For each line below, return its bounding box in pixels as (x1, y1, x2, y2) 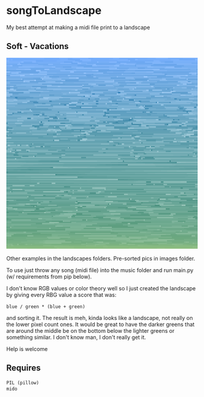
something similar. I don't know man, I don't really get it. (6, 333, 146, 341)
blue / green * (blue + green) (6, 304, 86, 310)
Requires (6, 363, 41, 373)
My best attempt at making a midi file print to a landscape (6, 24, 151, 31)
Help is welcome (6, 345, 48, 352)
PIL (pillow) (6, 379, 39, 385)
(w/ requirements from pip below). (6, 273, 92, 280)
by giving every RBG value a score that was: (6, 291, 117, 298)
